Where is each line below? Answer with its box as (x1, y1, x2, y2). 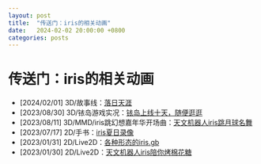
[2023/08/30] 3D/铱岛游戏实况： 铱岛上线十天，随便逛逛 (19, 108, 203, 117)
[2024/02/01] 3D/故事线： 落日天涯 (19, 98, 132, 108)
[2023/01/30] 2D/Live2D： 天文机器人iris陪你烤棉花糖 (19, 147, 192, 157)
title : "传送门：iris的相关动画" (8, 19, 112, 27)
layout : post (8, 11, 51, 20)
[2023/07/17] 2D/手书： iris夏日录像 (19, 128, 134, 137)
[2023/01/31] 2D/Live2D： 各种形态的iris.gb (19, 138, 160, 147)
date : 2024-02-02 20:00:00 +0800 (8, 26, 126, 34)
